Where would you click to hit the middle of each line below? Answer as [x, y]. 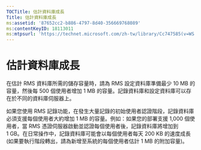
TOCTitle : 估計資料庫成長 [35, 12]
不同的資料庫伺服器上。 [46, 98]
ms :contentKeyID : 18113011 [40, 28]
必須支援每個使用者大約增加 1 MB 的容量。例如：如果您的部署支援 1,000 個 [98, 119]
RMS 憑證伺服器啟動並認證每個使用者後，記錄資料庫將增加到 [103, 126]
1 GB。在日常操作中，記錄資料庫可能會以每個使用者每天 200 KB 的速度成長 [98, 134]
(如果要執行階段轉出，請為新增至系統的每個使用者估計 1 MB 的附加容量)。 [97, 141]
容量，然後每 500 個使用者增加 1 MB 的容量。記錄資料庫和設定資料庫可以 [96, 91]
